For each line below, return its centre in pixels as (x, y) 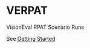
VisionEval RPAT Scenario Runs (45, 27)
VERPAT (27, 10)
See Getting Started (31, 38)
